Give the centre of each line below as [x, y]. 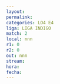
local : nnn [19, 39]
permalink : [19, 17]
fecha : [14, 72]
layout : [16, 12]
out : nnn [17, 56]
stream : [16, 61]
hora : [13, 67]
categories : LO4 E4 [30, 22]
